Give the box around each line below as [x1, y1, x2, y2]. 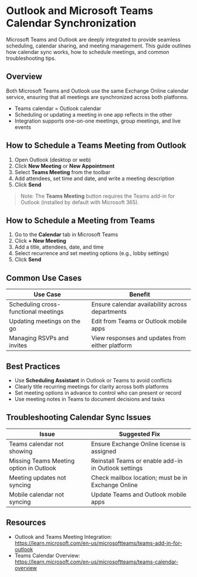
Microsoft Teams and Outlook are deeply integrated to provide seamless [6, 36, 181, 43]
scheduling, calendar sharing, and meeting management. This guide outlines [6, 42, 191, 49]
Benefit [129, 290, 151, 298]
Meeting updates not [9, 473, 66, 481]
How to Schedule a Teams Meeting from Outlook [6, 141, 186, 151]
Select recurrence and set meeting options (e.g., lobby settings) [14, 250, 169, 257]
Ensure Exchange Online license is [91, 440, 186, 448]
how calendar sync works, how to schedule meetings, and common [6, 48, 169, 55]
